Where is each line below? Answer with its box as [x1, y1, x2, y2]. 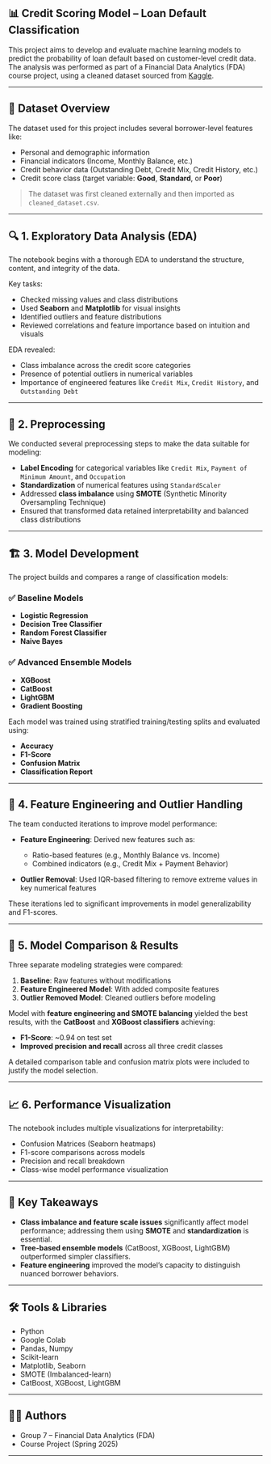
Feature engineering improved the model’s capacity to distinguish [19, 1260, 240, 1270]
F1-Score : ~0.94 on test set [19, 1033, 112, 1043]
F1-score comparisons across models [19, 1148, 145, 1157]
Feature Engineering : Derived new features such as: [19, 835, 195, 844]
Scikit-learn [19, 1352, 59, 1361]
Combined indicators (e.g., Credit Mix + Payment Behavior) [31, 859, 228, 869]
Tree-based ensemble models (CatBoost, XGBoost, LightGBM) [19, 1242, 231, 1252]
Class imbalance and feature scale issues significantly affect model [19, 1216, 248, 1227]
